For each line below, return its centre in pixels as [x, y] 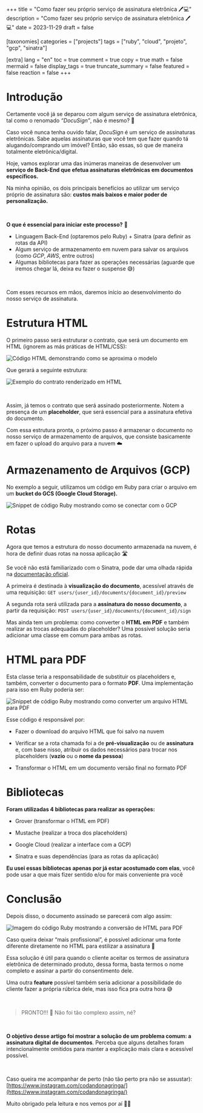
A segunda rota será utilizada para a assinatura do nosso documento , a [97, 604]
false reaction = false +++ [39, 73]
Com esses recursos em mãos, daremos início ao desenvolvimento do [94, 292]
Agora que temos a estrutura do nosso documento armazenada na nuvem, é [101, 546]
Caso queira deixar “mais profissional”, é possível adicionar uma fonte [94, 939]
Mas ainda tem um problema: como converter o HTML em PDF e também [98, 622]
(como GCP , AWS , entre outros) [55, 255]
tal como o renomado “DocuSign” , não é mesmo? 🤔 [71, 120]
